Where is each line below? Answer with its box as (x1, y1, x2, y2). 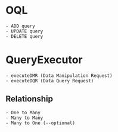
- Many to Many (5, 115, 44, 121)
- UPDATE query (5, 28, 44, 34)
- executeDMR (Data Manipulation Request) (5, 72, 113, 79)
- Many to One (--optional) (5, 120, 76, 126)
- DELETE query (5, 33, 44, 39)
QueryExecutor (5, 53, 83, 67)
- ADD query (5, 23, 35, 29)
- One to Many (5, 110, 41, 115)
